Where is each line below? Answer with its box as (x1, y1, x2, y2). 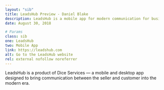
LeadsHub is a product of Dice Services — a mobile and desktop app (5, 70, 144, 76)
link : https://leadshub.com (5, 47, 62, 53)
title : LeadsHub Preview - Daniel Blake (5, 12, 89, 17)
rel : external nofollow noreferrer (5, 56, 78, 61)
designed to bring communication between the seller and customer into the (5, 75, 157, 81)
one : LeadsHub (5, 38, 34, 44)
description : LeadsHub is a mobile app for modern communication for (5, 16, 150, 21)
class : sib (5, 34, 27, 39)
